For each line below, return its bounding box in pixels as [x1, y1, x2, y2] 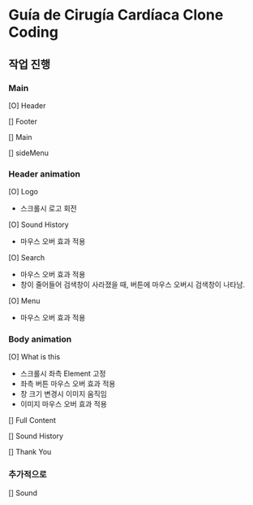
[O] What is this [8, 352, 61, 362]
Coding [8, 23, 59, 41]
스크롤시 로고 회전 [19, 203, 77, 213]
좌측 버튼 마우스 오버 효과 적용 [19, 379, 116, 389]
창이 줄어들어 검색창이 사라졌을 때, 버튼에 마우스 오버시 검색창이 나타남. [19, 280, 246, 290]
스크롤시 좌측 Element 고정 [19, 368, 106, 379]
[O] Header [8, 100, 46, 111]
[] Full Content [8, 416, 57, 425]
